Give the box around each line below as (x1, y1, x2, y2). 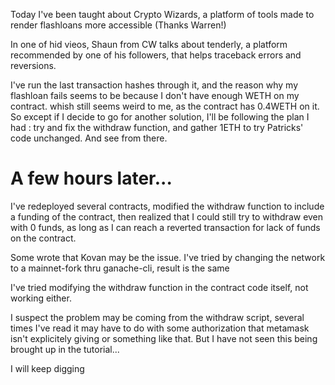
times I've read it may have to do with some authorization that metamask (10, 322, 310, 334)
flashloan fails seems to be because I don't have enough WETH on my (10, 90, 300, 101)
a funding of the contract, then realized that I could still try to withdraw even (10, 210, 324, 223)
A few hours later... (10, 167, 173, 190)
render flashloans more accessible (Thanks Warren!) (10, 19, 227, 31)
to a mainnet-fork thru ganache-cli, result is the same (10, 262, 230, 274)
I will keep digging (10, 362, 85, 374)
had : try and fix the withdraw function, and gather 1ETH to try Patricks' (10, 122, 304, 133)
